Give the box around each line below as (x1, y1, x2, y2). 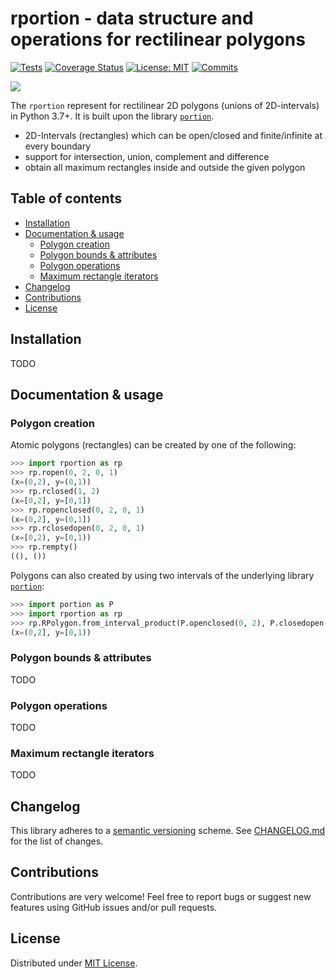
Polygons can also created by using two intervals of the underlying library (10, 569, 315, 581)
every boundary (24, 140, 92, 152)
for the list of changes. (10, 835, 104, 847)
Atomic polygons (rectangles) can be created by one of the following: (10, 439, 297, 451)
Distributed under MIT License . (10, 957, 138, 969)
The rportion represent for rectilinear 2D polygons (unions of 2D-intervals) (10, 99, 320, 111)
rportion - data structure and (10, 7, 254, 30)
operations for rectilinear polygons (10, 28, 306, 51)
